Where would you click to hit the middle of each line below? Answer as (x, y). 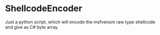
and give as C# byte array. (32, 27)
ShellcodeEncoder (44, 9)
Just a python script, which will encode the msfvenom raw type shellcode (80, 22)
